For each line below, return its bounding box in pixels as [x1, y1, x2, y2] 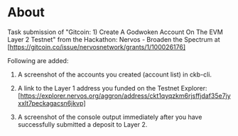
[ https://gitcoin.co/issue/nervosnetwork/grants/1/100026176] [7, 42, 186, 51]
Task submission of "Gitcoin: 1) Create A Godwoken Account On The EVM [7, 28, 224, 36]
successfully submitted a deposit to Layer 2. [17, 120, 148, 128]
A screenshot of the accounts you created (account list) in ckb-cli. [17, 70, 212, 79]
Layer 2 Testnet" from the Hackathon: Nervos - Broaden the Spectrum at [7, 35, 220, 43]
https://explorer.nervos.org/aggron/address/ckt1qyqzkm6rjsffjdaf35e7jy [20, 91, 231, 100]
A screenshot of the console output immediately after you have [17, 113, 202, 121]
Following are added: [7, 56, 69, 64]
